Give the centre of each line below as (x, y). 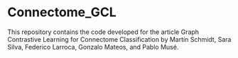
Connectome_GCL (62, 12)
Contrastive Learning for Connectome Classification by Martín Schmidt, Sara (119, 39)
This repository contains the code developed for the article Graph (103, 32)
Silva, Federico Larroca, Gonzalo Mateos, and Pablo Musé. (93, 47)
